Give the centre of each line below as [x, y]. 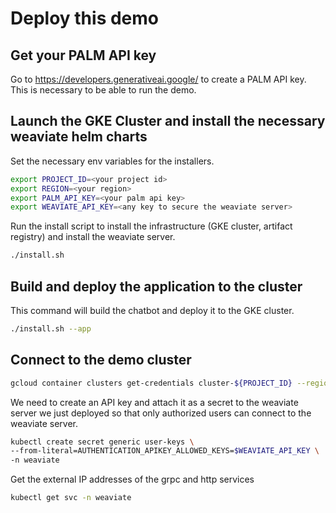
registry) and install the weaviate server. [93, 237]
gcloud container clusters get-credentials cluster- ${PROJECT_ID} [151, 383]
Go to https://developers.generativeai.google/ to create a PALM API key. [158, 79]
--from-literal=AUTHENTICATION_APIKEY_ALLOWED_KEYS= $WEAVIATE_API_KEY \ [165, 451]
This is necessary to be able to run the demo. [103, 90]
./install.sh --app [51, 329]
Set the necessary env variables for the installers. [112, 161]
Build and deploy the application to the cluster [156, 286]
